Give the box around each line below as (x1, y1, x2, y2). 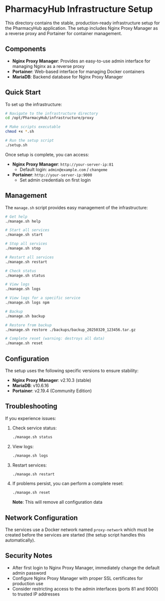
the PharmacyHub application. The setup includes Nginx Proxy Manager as (5, 25, 158, 31)
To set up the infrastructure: (5, 101, 62, 107)
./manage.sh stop (5, 246, 41, 251)
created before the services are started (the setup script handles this (5, 532, 146, 538)
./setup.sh (5, 142, 28, 147)
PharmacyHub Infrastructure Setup (5, 3, 153, 15)
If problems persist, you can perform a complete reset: (12, 481, 124, 486)
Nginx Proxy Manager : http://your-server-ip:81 (12, 161, 114, 167)
